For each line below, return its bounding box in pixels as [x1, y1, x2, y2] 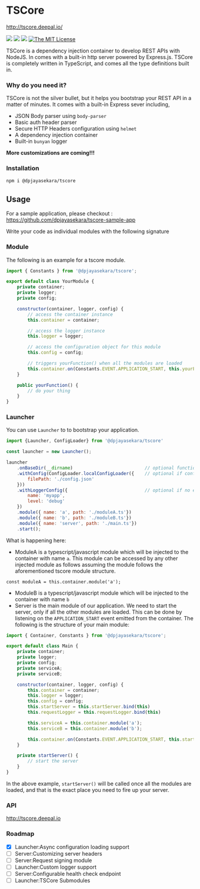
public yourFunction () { [17, 382, 79, 388]
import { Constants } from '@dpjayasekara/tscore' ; [6, 268, 137, 274]
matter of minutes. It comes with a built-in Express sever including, [6, 101, 170, 108]
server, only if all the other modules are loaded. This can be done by [14, 608, 183, 616]
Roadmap [6, 829, 35, 838]
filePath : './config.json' [27, 476, 95, 482]
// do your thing [27, 388, 70, 394]
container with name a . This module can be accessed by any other [14, 555, 179, 562]
